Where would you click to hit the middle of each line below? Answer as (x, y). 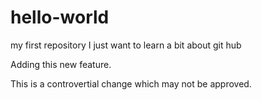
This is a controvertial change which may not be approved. (131, 83)
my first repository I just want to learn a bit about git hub (126, 45)
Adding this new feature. (61, 64)
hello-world (60, 17)
